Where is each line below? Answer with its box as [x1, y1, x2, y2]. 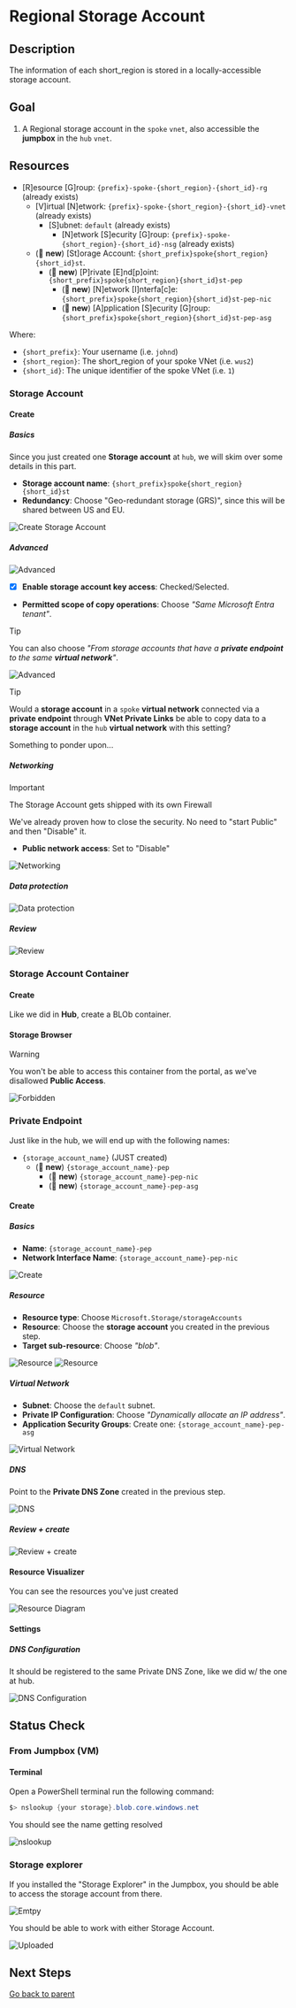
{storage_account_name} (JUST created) [21, 1152, 168, 1163]
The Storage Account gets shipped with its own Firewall [9, 799, 212, 811]
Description [9, 42, 75, 57]
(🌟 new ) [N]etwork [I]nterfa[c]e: [61, 283, 178, 294]
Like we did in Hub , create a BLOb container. [9, 1009, 171, 1019]
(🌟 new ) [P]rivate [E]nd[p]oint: [48, 266, 159, 277]
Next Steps [9, 1965, 72, 1980]
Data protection [9, 881, 69, 891]
